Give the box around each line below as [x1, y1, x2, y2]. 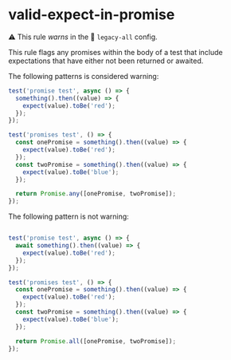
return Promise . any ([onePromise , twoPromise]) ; [15, 190, 177, 198]
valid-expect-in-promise [8, 6, 175, 24]
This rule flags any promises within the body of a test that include [8, 47, 223, 57]
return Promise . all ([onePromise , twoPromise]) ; [15, 337, 177, 345]
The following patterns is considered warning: [8, 71, 159, 81]
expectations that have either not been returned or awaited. [8, 56, 204, 65]
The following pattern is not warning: [8, 212, 129, 221]
